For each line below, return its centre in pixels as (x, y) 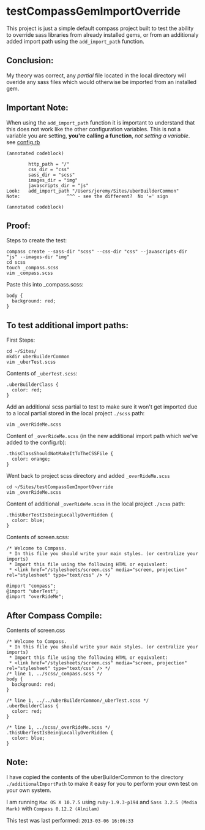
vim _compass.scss (30, 273)
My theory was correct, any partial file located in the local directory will (96, 75)
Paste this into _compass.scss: (45, 285)
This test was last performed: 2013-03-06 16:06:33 (70, 820)
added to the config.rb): (36, 442)
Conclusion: (30, 60)
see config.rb (23, 142)
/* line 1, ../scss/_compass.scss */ (54, 674)
